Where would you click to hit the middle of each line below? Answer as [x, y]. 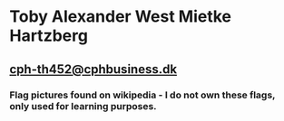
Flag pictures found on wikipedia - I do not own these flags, [142, 95]
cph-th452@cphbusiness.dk [93, 69]
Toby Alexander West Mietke [121, 17]
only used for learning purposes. [83, 106]
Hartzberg [49, 36]
